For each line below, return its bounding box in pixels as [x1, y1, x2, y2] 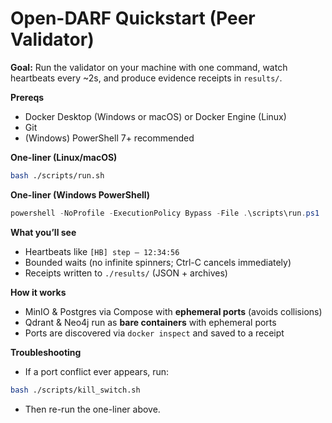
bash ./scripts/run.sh [10, 170, 105, 181]
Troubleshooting [10, 346, 82, 358]
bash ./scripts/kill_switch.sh [10, 385, 141, 395]
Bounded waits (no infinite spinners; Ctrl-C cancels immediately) [24, 256, 292, 268]
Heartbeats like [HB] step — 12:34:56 [24, 245, 180, 257]
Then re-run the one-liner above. [24, 403, 161, 415]
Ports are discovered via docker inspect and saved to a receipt [24, 327, 285, 339]
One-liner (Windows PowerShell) [10, 188, 151, 201]
